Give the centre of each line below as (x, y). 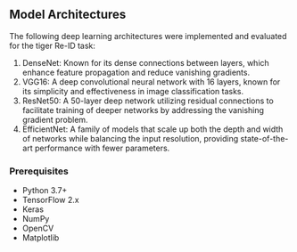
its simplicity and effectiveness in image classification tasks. (133, 91)
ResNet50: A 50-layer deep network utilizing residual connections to (148, 101)
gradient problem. (55, 119)
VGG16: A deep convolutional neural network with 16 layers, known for (151, 81)
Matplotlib (41, 238)
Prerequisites (39, 171)
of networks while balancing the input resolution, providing (130, 138)
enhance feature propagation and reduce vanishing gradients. (136, 72)
